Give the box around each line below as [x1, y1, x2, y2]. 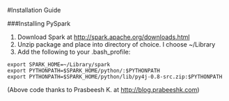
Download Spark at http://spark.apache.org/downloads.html [17, 33, 190, 41]
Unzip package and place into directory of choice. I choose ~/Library [17, 40, 216, 48]
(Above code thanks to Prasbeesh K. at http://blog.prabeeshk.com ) [7, 86, 200, 93]
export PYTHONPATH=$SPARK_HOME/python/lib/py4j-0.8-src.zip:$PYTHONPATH [7, 73, 223, 80]
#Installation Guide [7, 6, 61, 14]
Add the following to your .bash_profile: [17, 48, 131, 56]
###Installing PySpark [7, 20, 71, 27]
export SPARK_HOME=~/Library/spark [7, 61, 111, 68]
